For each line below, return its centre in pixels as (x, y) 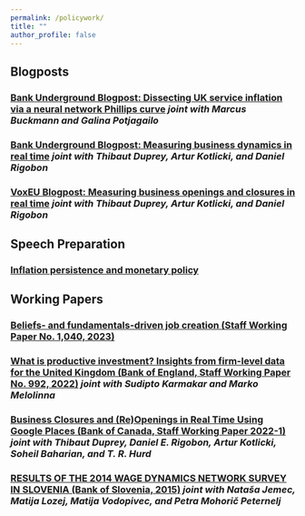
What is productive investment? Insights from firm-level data (148, 361)
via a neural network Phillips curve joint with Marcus (128, 108)
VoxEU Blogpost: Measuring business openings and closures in (153, 192)
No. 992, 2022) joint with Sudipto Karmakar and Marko (134, 384)
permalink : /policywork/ (57, 18)
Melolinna (33, 395)
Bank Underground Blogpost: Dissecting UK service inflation (147, 97)
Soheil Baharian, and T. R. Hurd (81, 454)
